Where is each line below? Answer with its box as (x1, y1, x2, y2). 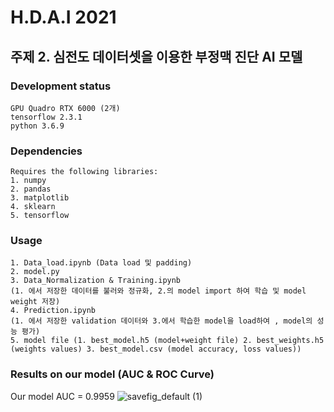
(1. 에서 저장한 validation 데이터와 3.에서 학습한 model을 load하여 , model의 (10, 316, 313, 326)
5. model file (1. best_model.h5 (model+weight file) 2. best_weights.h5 (10, 336, 325, 346)
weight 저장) (10, 297, 61, 307)
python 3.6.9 (10, 121, 65, 131)
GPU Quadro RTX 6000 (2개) (10, 103, 121, 113)
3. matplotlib (10, 193, 70, 203)
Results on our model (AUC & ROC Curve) (10, 367, 215, 381)
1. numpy (10, 176, 47, 186)
